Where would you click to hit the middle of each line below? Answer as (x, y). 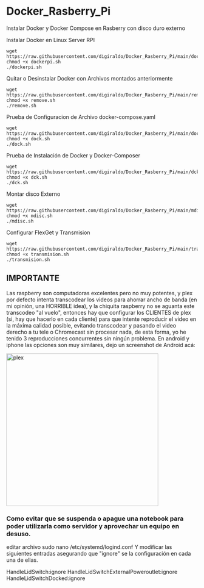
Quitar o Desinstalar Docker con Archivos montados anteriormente (90, 78)
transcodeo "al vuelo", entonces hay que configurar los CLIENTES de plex (99, 312)
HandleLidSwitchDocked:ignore (46, 578)
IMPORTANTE (33, 278)
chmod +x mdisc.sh (29, 216)
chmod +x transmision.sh (38, 254)
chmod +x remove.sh (31, 100)
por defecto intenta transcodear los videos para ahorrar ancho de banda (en (102, 299)
